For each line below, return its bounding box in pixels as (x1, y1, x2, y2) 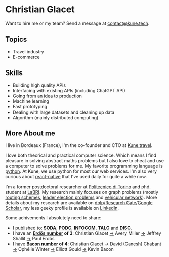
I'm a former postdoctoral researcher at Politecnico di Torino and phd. (5, 183, 151, 190)
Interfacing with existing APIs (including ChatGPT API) (12, 87, 125, 93)
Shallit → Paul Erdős (12, 236, 55, 242)
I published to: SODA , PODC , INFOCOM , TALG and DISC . (12, 225, 132, 231)
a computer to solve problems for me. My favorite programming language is (5, 163, 163, 169)
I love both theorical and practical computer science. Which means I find (5, 152, 157, 158)
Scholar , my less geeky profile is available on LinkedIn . (5, 205, 119, 211)
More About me (5, 129, 56, 137)
